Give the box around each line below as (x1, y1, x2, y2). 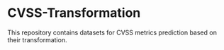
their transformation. (7, 35, 67, 44)
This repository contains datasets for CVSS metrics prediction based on (7, 28, 218, 37)
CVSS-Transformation (7, 5, 141, 21)
